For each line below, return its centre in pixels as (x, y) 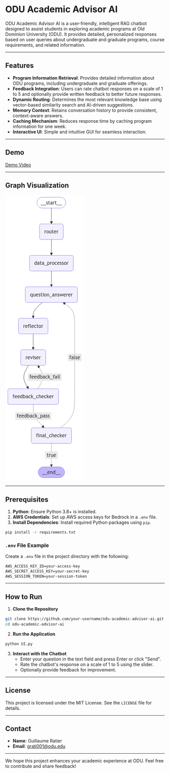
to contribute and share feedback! (41, 766)
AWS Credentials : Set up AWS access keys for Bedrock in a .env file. (85, 517)
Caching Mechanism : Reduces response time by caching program (82, 121)
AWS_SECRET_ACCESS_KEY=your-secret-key (47, 572)
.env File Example (27, 545)
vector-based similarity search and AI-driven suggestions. (73, 104)
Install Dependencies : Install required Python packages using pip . (82, 522)
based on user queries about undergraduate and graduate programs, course (85, 40)
